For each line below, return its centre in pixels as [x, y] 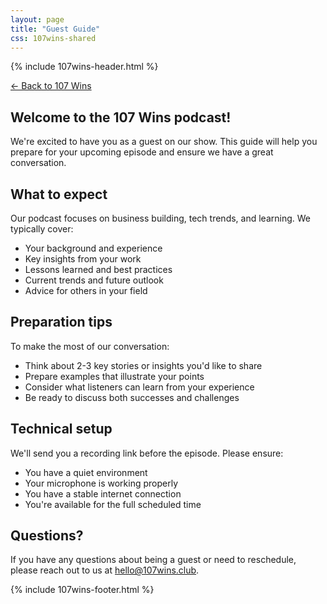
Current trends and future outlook [94, 280]
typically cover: [42, 229]
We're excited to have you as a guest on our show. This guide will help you [164, 142]
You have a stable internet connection [103, 493]
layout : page [37, 19]
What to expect [59, 194]
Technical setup [61, 429]
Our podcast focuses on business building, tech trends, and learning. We [160, 218]
